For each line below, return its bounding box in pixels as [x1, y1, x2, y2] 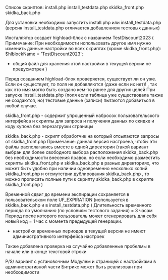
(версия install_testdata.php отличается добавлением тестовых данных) [5, 25, 160, 31]
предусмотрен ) [12, 66, 47, 72]
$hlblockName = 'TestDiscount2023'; [5, 51, 83, 57]
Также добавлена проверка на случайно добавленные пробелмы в [5, 243, 151, 249]
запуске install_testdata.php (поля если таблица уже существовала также [5, 92, 163, 98]
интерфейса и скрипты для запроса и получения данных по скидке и [5, 118, 155, 124]
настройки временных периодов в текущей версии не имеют [12, 228, 146, 234]
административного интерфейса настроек [12, 233, 104, 239]
